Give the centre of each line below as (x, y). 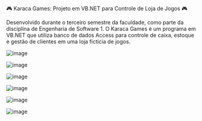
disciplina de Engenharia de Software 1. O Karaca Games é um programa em (101, 29)
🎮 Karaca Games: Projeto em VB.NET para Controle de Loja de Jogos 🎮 (97, 8)
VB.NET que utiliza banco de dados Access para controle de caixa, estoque (100, 35)
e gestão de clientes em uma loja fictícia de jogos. (68, 42)
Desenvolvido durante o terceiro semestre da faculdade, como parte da (95, 22)
